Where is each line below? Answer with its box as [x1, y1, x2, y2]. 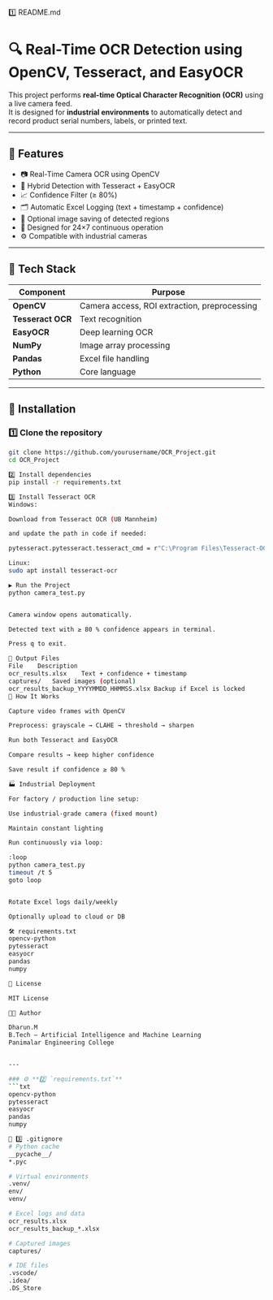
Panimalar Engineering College [8, 1039, 115, 1047]
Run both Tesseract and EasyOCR [8, 736, 118, 745]
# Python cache [8, 1142, 60, 1151]
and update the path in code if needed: [8, 529, 148, 538]
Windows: [8, 500, 38, 508]
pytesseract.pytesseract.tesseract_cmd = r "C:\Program [8, 544, 198, 553]
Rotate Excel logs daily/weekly [8, 897, 118, 906]
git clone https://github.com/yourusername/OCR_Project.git [8, 448, 217, 457]
